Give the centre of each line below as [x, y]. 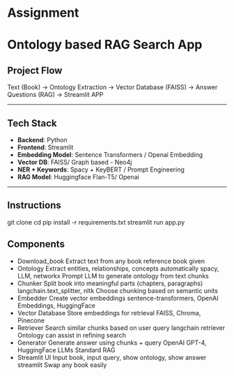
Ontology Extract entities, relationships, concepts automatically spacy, [118, 268]
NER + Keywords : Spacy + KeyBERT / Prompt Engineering [101, 170]
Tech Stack [32, 123]
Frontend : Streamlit [45, 147]
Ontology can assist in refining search [72, 335]
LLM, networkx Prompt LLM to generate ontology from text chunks [113, 276]
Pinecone [31, 320]
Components [36, 245]
